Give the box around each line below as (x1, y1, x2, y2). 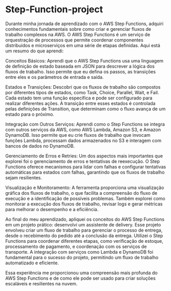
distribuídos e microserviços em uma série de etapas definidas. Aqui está (5, 42, 160, 48)
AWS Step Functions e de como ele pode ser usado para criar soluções (5, 275, 156, 281)
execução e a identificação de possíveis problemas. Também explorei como (5, 195, 165, 201)
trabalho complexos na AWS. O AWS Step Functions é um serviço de (5, 31, 151, 37)
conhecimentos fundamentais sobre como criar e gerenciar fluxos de (5, 26, 152, 32)
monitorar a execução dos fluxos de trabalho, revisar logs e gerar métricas (5, 201, 163, 207)
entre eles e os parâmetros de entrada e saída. (5, 74, 104, 80)
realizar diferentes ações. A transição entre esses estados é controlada (5, 100, 156, 106)
